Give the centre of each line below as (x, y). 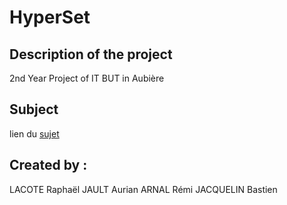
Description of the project (91, 54)
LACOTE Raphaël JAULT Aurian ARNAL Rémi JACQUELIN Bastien (143, 189)
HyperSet (50, 17)
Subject (34, 109)
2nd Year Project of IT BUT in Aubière (87, 78)
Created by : (48, 165)
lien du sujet (34, 133)
